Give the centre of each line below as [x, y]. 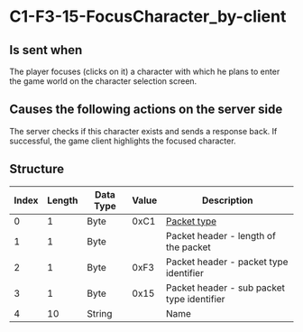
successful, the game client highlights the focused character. [123, 141]
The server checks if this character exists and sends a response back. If [143, 131]
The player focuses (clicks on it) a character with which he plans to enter [145, 71]
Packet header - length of [221, 235]
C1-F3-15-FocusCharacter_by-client [148, 17]
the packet [188, 247]
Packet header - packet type [227, 262]
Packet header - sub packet [225, 288]
